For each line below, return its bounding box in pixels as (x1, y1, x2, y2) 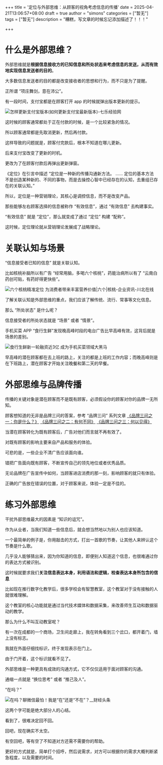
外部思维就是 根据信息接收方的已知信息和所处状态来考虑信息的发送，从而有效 (5, 61, 158, 67)
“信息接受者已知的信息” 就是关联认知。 (5, 260, 82, 265)
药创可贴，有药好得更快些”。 (5, 276, 63, 282)
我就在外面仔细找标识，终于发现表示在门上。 (5, 645, 95, 651)
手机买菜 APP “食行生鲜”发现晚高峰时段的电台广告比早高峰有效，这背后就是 (5, 327, 156, 333)
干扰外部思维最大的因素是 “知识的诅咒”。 (5, 516, 87, 522)
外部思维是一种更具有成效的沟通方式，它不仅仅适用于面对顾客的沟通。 (5, 666, 146, 672)
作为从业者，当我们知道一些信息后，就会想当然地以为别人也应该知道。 (5, 526, 146, 532)
